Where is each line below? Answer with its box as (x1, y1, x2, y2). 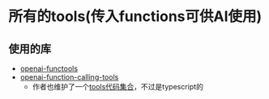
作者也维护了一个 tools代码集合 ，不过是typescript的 (32, 82, 204, 91)
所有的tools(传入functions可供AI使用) (8, 7, 263, 26)
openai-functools (19, 64, 79, 73)
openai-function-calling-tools (19, 72, 119, 81)
